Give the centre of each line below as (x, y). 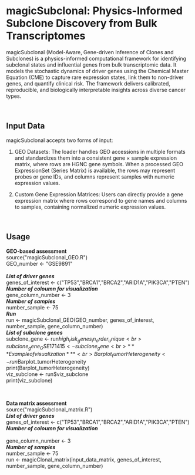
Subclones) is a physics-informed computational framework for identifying (96, 58)
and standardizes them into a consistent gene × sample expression (96, 158)
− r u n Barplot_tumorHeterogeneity (46, 361)
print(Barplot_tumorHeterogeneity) (48, 368)
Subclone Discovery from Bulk (82, 23)
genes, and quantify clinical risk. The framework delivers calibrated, (88, 83)
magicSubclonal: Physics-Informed (95, 11)
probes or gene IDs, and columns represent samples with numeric (95, 177)
